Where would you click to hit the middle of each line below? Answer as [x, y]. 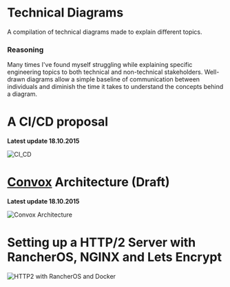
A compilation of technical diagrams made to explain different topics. [105, 32]
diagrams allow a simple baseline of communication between [113, 79]
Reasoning [25, 50]
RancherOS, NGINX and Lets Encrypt [115, 257]
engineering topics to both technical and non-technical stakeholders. [105, 72]
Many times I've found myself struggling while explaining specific [100, 65]
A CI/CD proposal [58, 122]
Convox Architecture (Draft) [88, 182]
